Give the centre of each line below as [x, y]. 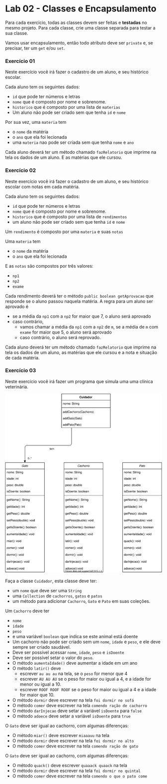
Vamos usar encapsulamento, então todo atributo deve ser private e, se [79, 42]
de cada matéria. [22, 358]
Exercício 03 [21, 371]
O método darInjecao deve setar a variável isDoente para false [77, 711]
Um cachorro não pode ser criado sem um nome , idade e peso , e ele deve [86, 642]
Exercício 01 [20, 61]
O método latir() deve [37, 668]
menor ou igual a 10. [40, 684]
